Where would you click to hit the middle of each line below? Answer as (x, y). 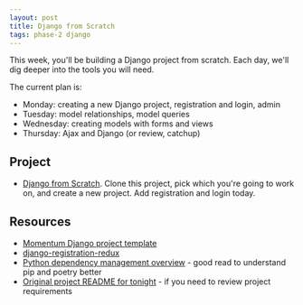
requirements (47, 291)
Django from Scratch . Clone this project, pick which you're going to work (158, 184)
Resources (40, 222)
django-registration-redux (71, 253)
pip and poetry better (62, 272)
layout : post (34, 18)
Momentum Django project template (90, 243)
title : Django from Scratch (62, 26)
